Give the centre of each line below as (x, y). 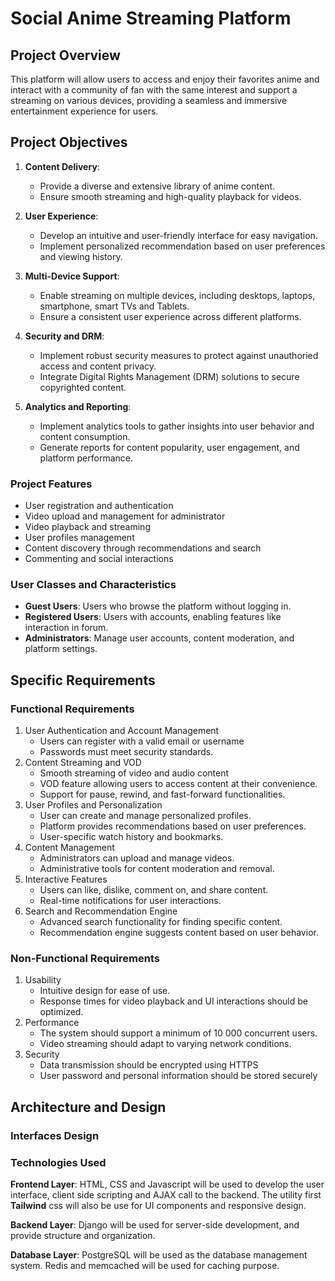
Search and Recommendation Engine (101, 911)
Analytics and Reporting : (78, 406)
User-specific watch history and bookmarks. (131, 837)
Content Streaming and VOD (83, 763)
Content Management (69, 848)
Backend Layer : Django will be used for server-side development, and (155, 1225)
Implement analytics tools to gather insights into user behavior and (177, 426)
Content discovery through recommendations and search (143, 548)
